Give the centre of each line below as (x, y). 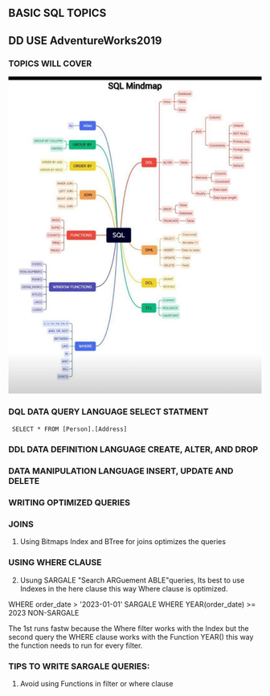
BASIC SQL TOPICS (57, 13)
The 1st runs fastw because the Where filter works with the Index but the (129, 628)
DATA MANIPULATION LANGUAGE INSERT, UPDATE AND (121, 471)
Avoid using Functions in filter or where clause (96, 683)
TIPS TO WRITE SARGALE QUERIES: (79, 666)
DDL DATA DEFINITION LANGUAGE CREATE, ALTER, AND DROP (133, 449)
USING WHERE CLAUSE (55, 563)
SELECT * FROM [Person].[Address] (70, 429)
